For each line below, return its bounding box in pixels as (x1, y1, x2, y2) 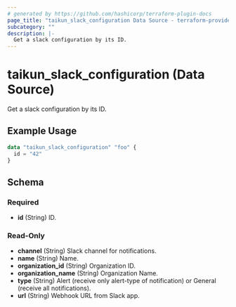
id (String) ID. (17, 214, 57, 222)
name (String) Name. (17, 254, 79, 263)
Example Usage (7, 125, 77, 137)
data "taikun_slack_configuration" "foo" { (7, 143, 137, 151)
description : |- (7, 30, 55, 37)
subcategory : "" (7, 23, 55, 30)
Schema (7, 176, 44, 188)
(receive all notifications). (17, 284, 91, 292)
